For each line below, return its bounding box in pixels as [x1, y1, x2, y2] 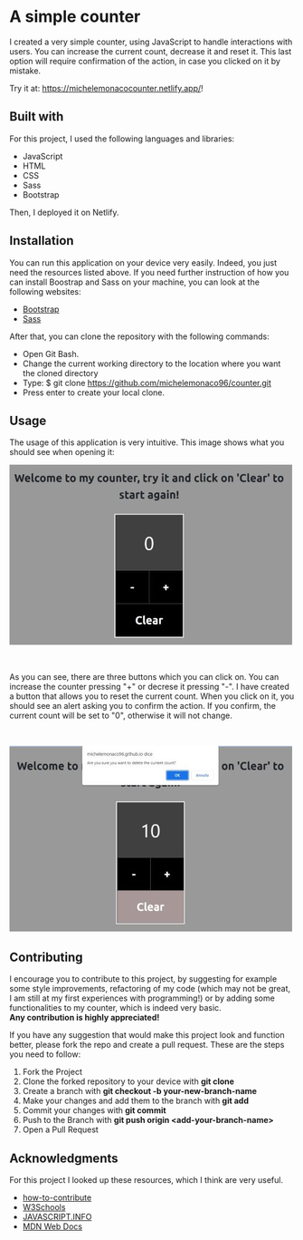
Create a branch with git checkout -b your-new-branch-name [22, 1086, 258, 1097]
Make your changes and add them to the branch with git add [22, 1095, 249, 1107]
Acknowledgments [9, 1150, 119, 1166]
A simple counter [9, 6, 141, 27]
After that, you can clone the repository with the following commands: [9, 331, 270, 342]
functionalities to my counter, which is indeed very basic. [9, 1003, 222, 1013]
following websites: [9, 286, 81, 296]
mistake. [9, 65, 42, 76]
